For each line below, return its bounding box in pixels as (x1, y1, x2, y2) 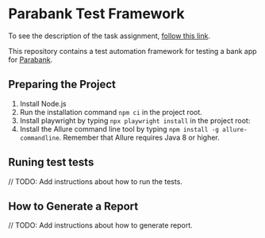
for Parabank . (8, 55, 53, 64)
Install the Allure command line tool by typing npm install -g (19, 124, 220, 133)
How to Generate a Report (8, 199, 139, 213)
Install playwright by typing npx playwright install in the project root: (19, 116, 251, 125)
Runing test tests (8, 155, 94, 169)
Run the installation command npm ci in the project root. (19, 107, 202, 117)
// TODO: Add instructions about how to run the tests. (8, 176, 182, 186)
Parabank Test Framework (8, 5, 185, 23)
